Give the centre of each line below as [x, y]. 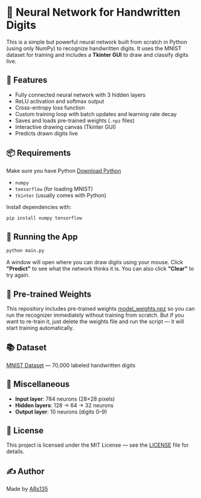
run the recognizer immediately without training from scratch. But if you [95, 315]
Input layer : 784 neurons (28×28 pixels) [65, 399]
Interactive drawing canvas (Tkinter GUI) [65, 127]
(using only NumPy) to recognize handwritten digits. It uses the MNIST [94, 48]
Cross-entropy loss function [50, 108]
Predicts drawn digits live [46, 133]
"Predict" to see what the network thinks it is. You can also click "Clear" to [100, 269]
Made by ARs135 [27, 489]
